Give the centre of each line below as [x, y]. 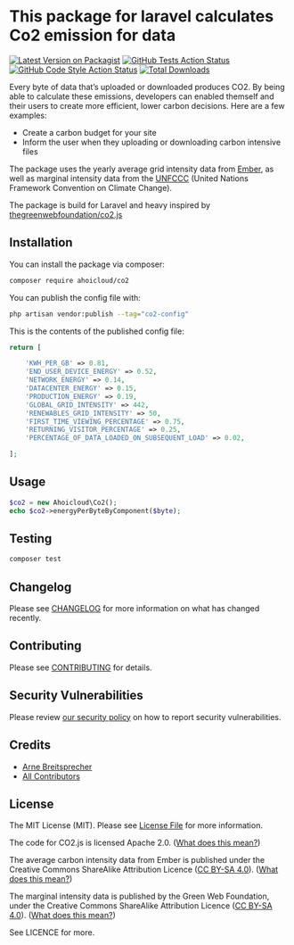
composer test [36, 560]
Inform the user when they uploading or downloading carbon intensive [151, 142]
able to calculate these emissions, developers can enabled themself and [142, 96]
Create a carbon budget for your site [90, 132]
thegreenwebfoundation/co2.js [66, 214]
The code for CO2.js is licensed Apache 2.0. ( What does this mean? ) [135, 843]
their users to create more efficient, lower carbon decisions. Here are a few [147, 105]
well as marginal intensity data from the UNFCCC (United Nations [129, 178]
